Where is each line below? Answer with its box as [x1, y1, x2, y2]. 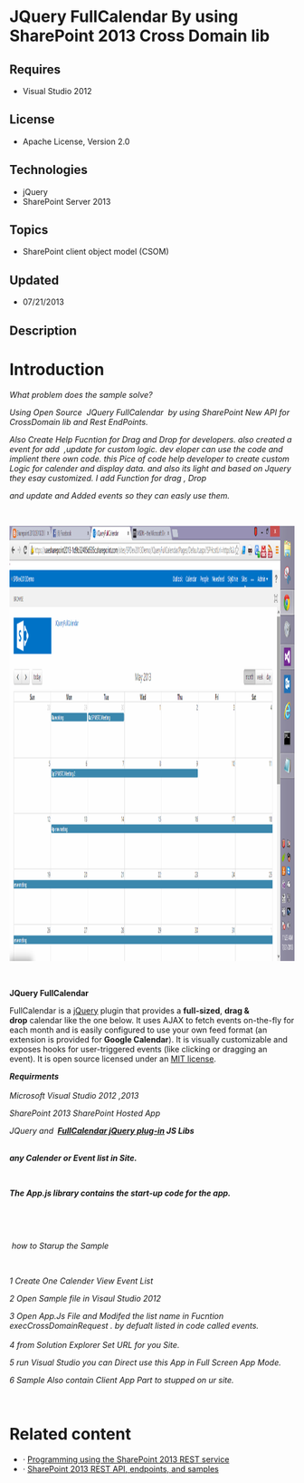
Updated [9, 272, 60, 287]
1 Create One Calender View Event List [9, 1275, 154, 1286]
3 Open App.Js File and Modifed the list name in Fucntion [9, 1310, 224, 1321]
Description [9, 323, 77, 338]
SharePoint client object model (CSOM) [22, 247, 169, 257]
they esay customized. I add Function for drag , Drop [9, 472, 207, 483]
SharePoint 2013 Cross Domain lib [9, 25, 270, 46]
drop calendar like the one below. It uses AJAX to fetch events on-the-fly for [9, 1014, 295, 1025]
